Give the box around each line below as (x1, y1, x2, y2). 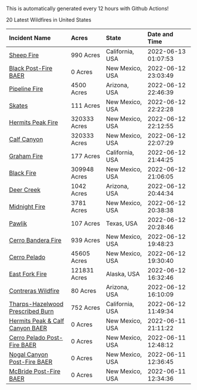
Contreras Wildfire (9, 287, 60, 295)
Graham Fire (9, 152, 43, 160)
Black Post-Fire (9, 64, 53, 72)
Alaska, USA (106, 270, 140, 278)
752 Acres (70, 304, 101, 312)
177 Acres (70, 152, 101, 160)
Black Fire (9, 169, 36, 177)
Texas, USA (106, 220, 138, 227)
